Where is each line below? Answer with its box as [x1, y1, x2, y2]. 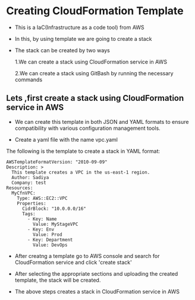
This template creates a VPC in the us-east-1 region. [11, 169, 150, 175]
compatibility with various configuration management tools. [14, 125, 161, 132]
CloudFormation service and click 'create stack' [14, 258, 132, 266]
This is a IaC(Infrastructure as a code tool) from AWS [14, 24, 144, 31]
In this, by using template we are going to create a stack [14, 35, 152, 42]
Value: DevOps [32, 242, 68, 248]
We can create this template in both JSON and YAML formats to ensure [14, 118, 189, 125]
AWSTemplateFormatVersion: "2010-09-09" [6, 159, 108, 165]
